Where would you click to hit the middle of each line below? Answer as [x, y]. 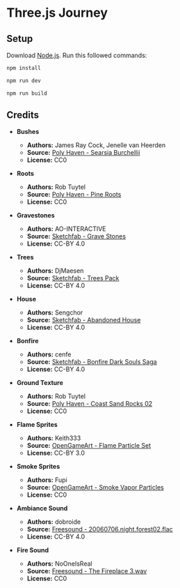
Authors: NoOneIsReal [59, 564]
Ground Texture [40, 383]
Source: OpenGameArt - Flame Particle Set [89, 446]
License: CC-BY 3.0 [56, 453]
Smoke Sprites [38, 467]
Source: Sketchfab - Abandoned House [84, 320]
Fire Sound [33, 550]
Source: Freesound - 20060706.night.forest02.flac [100, 529]
